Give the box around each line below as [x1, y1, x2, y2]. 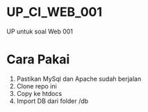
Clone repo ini [16, 81, 57, 90]
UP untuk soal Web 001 [6, 27, 74, 35]
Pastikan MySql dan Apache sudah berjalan [16, 74, 142, 83]
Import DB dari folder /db [16, 97, 88, 105]
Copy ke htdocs [16, 89, 63, 97]
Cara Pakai [6, 51, 70, 67]
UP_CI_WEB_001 [6, 4, 102, 20]
